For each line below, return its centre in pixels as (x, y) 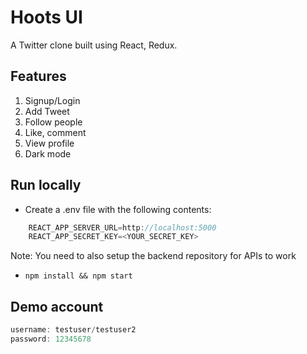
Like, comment (55, 132)
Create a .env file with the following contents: (118, 209)
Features (38, 76)
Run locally (46, 185)
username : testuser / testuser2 (73, 330)
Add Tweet (47, 111)
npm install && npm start (78, 276)
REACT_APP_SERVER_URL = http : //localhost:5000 (122, 227)
